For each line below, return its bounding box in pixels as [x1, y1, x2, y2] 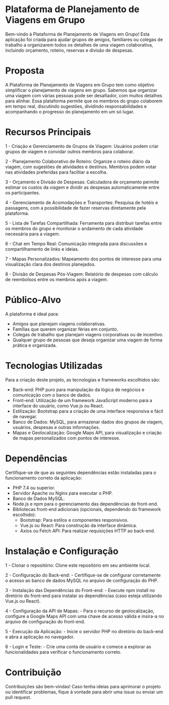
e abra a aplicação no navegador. [5, 634, 75, 640]
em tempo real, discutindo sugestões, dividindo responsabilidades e [5, 103, 147, 109]
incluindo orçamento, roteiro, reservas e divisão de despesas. [5, 47, 134, 53]
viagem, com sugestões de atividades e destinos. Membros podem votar [5, 164, 157, 170]
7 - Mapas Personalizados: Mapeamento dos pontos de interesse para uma [5, 256, 162, 262]
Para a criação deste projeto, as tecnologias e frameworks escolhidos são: [5, 376, 160, 383]
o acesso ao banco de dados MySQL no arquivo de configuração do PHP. [5, 577, 159, 583]
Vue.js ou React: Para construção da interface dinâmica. [20, 522, 137, 528]
